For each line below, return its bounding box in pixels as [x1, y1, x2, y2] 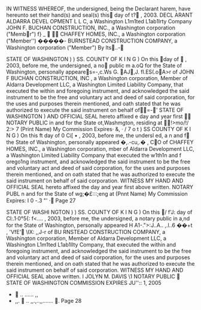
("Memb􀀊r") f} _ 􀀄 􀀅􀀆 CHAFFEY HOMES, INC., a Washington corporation [6, 31, 185, 38]
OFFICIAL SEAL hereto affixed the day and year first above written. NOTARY [6, 184, 193, 190]
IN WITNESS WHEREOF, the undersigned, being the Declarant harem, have [6, 5, 191, 12]
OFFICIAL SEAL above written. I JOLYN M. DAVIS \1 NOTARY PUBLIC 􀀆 [6, 273, 181, 280]
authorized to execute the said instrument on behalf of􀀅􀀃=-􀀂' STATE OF [6, 107, 184, 113]
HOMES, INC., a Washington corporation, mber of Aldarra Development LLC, [6, 145, 194, 152]
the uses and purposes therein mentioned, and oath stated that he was [6, 100, 181, 107]
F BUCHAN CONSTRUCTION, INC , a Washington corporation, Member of [6, 75, 188, 81]
